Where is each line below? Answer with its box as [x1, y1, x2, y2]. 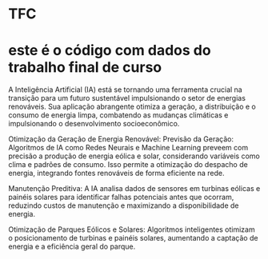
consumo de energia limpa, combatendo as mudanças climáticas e [8, 110, 229, 120]
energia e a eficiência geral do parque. [8, 241, 136, 252]
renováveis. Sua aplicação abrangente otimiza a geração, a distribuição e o [8, 102, 256, 112]
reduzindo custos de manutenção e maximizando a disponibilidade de [8, 201, 239, 210]
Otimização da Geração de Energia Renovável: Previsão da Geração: [8, 134, 234, 144]
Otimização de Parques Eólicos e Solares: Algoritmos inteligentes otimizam [8, 225, 255, 234]
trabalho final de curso [8, 58, 162, 77]
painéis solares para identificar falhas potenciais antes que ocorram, [8, 193, 234, 202]
